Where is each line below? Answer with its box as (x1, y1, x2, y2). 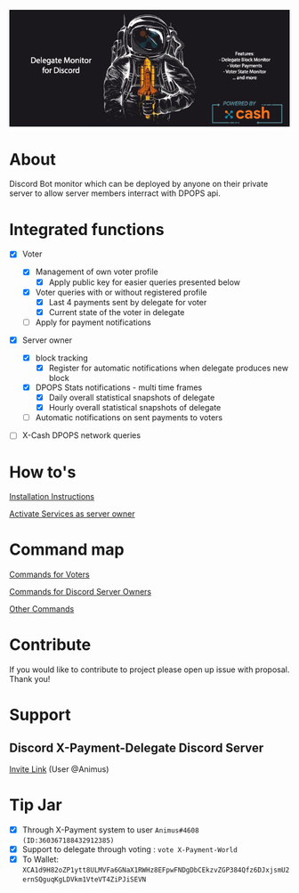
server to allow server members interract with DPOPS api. (9, 188, 221, 199)
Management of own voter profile (35, 266, 158, 277)
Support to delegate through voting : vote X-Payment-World (21, 844, 238, 855)
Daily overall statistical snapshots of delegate (48, 393, 215, 403)
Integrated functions (9, 219, 165, 239)
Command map (9, 540, 125, 560)
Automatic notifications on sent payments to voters (35, 412, 223, 423)
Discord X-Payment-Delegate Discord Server (9, 740, 264, 755)
